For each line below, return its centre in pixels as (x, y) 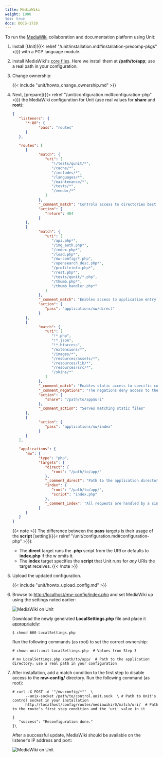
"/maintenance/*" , (70, 182)
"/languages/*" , (68, 177)
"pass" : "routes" (56, 127)
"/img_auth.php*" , (70, 245)
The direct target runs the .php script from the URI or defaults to (84, 551)
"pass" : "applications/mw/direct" (80, 309)
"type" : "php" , (54, 458)
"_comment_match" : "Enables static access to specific (95, 386)
